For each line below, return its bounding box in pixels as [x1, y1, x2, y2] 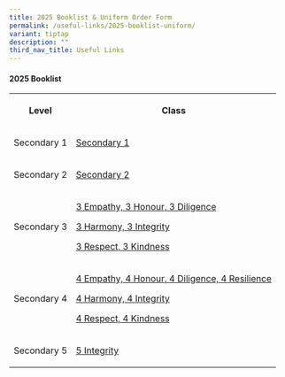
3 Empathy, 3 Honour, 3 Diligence [75, 201, 217, 213]
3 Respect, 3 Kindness [75, 241, 170, 253]
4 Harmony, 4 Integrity [75, 293, 170, 305]
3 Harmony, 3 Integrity [75, 220, 170, 233]
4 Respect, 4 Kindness [75, 312, 170, 325]
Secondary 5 [13, 344, 68, 357]
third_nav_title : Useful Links [9, 46, 125, 55]
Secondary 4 [13, 293, 68, 305]
